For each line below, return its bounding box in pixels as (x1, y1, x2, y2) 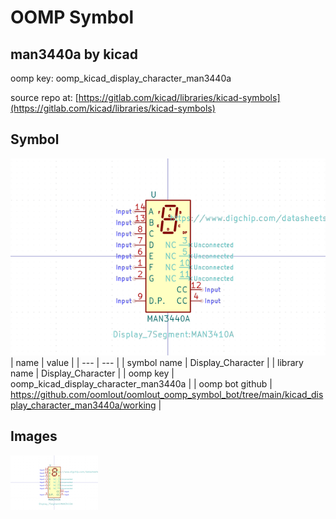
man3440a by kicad (10, 46, 139, 63)
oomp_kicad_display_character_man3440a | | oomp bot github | (10, 377, 273, 390)
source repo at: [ (10, 92, 79, 103)
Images (10, 428, 58, 445)
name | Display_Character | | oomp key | (10, 367, 175, 379)
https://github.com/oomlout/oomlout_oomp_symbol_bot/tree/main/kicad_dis (10, 388, 324, 400)
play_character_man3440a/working (10, 399, 157, 411)
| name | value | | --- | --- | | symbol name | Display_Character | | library (10, 356, 304, 368)
